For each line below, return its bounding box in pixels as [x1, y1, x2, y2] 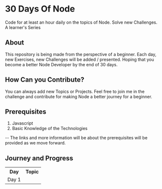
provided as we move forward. [5, 140, 66, 146]
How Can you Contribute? [5, 76, 85, 84]
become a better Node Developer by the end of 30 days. [5, 61, 118, 67]
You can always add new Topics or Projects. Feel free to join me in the [5, 88, 145, 94]
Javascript [12, 120, 33, 126]
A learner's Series [5, 24, 41, 30]
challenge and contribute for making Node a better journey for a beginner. [5, 93, 152, 100]
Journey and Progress [5, 154, 74, 162]
